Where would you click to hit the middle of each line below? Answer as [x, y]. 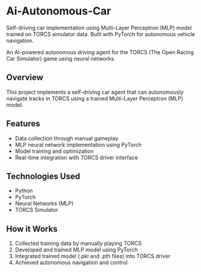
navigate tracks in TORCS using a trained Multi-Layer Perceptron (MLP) [95, 98]
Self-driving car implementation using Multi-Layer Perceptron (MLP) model [99, 28]
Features [23, 124]
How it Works [32, 229]
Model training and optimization [54, 151]
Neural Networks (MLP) [44, 203]
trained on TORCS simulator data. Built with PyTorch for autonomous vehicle [101, 34]
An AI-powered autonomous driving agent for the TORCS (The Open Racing [100, 52]
